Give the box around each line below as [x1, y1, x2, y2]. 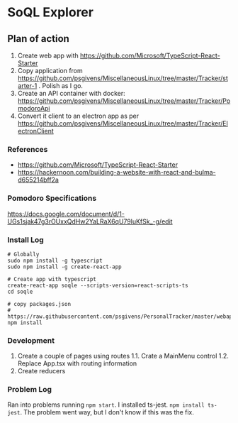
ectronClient [17, 127, 55, 135]
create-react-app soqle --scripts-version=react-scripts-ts [7, 282, 189, 289]
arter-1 [17, 82, 38, 89]
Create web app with [17, 51, 79, 60]
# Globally [7, 251, 40, 258]
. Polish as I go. [38, 82, 84, 89]
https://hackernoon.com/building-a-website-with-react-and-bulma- [17, 168, 216, 177]
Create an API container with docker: [17, 89, 125, 97]
